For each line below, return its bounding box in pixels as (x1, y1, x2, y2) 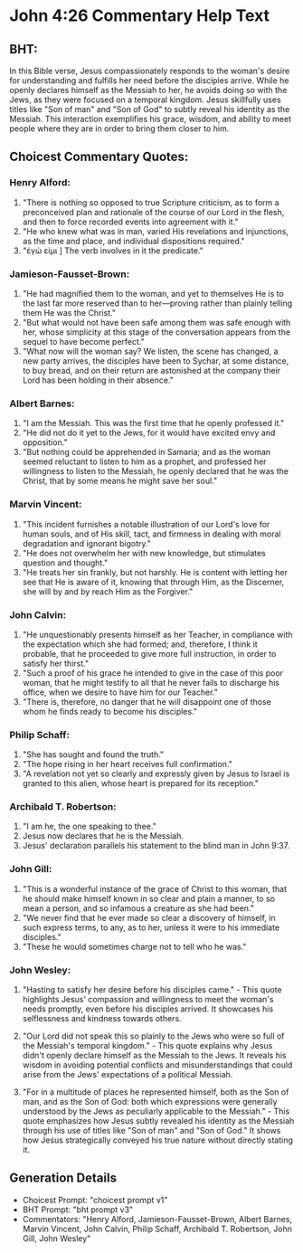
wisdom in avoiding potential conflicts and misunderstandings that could (22, 1059, 293, 1070)
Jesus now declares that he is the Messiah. (22, 831, 184, 841)
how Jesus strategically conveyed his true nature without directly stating (22, 1134, 294, 1145)
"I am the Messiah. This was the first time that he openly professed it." (22, 418, 285, 429)
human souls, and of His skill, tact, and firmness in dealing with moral (22, 528, 281, 539)
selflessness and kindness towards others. (22, 1013, 183, 1024)
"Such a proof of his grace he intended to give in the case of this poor (22, 667, 283, 679)
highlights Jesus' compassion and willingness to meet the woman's (22, 994, 274, 1005)
